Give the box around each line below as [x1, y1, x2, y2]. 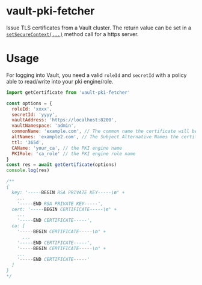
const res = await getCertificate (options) [6, 162, 117, 168]
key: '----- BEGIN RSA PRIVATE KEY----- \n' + [11, 189, 125, 195]
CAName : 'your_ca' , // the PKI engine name [11, 145, 122, 151]
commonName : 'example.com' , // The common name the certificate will [11, 128, 189, 135]
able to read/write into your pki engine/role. [6, 78, 114, 85]
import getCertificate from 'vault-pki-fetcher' [6, 89, 130, 96]
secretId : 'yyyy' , [11, 111, 58, 118]
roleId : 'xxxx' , [11, 106, 52, 112]
